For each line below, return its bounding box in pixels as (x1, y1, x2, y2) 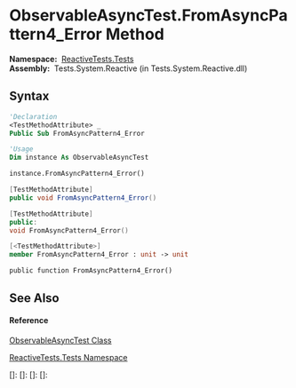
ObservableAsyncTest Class (9, 335, 112, 345)
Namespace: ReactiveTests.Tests (9, 53, 134, 64)
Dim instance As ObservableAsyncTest (9, 153, 149, 162)
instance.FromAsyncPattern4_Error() (9, 170, 145, 178)
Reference (9, 315, 49, 326)
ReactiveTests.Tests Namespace (9, 352, 128, 362)
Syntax (9, 89, 50, 104)
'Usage (9, 145, 34, 154)
